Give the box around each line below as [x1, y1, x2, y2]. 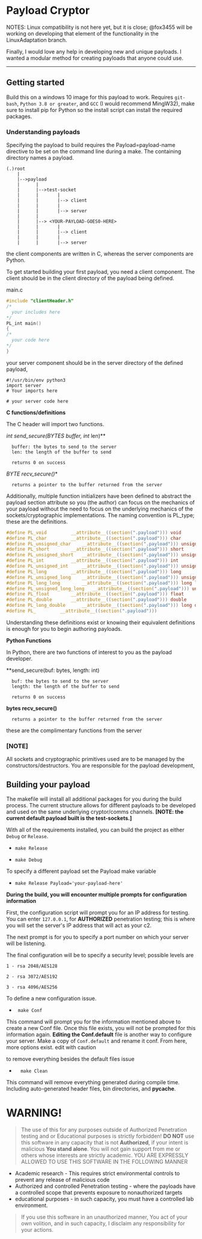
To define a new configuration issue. [6, 995, 97, 1002]
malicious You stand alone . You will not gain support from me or [20, 1145, 180, 1152]
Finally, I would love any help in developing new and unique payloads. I [6, 48, 182, 55]
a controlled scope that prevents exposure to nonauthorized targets [14, 1188, 183, 1196]
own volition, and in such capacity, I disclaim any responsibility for [20, 1220, 185, 1227]
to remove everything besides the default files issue [6, 1055, 135, 1063]
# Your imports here [6, 388, 58, 394]
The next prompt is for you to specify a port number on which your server [6, 934, 189, 941]
